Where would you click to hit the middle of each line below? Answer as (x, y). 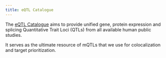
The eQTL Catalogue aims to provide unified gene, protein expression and (83, 24)
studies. (14, 35)
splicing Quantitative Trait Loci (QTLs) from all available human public (78, 30)
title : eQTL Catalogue (29, 10)
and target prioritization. (31, 50)
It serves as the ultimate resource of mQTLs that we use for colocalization (83, 45)
